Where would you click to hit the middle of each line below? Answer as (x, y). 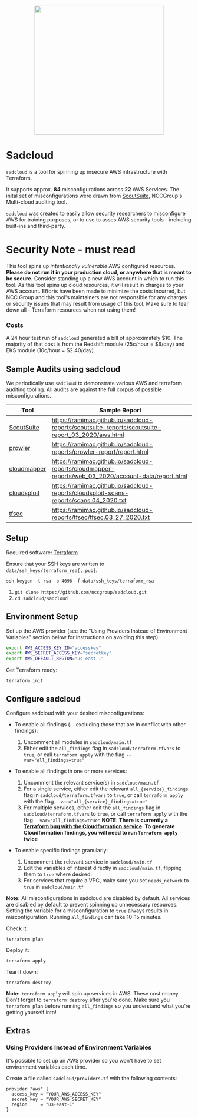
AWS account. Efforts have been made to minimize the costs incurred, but (96, 291)
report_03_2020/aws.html (88, 435)
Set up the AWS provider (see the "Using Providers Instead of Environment (97, 631)
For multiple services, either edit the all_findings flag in (92, 808)
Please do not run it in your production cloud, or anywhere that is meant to (99, 272)
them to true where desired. (58, 874)
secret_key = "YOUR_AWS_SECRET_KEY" (56, 1099)
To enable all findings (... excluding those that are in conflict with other (100, 725)
